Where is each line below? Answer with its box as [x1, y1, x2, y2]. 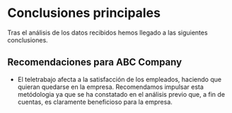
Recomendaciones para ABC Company [7, 56, 182, 69]
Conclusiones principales [7, 5, 161, 21]
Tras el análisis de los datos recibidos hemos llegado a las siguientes [7, 28, 208, 37]
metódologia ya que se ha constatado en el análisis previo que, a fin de [17, 90, 225, 98]
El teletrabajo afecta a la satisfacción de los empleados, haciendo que [17, 75, 221, 83]
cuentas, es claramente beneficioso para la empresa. [17, 97, 173, 106]
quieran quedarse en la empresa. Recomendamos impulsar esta [17, 83, 204, 91]
